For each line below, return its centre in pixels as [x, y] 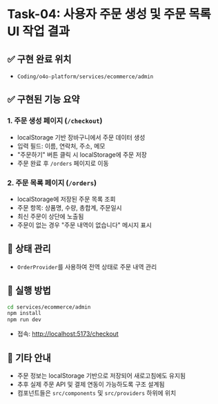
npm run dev [24, 320]
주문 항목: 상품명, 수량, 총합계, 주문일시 [69, 207]
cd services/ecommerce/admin [49, 307]
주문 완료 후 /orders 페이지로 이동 [63, 163]
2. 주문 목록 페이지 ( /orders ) [52, 182]
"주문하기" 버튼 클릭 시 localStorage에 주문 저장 [82, 154]
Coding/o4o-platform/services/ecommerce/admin [85, 77]
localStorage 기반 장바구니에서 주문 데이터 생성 [81, 137]
